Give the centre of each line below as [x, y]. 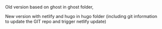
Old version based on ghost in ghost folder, [49, 7]
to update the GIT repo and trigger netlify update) [56, 22]
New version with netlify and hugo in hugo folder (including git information [81, 16]
